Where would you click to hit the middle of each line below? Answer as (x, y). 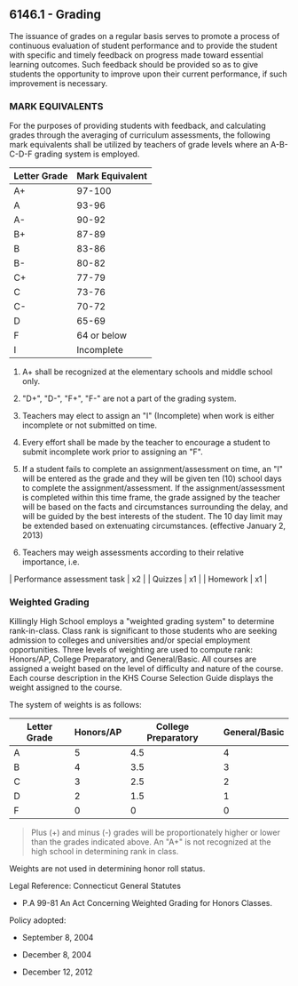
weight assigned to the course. (66, 687)
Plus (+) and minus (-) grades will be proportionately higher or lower (156, 833)
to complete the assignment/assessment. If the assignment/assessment (153, 488)
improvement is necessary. (59, 83)
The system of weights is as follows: (75, 705)
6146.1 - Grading (55, 15)
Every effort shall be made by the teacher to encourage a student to (146, 443)
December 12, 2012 (57, 972)
